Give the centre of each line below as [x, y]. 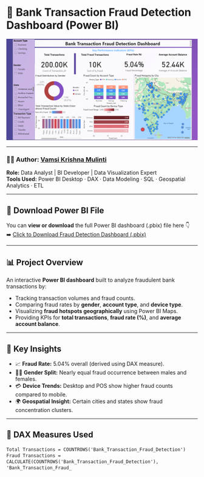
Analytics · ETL [25, 186]
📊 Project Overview [45, 262]
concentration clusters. [44, 410]
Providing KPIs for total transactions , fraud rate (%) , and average [98, 317]
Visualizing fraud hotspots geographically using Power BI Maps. [96, 311]
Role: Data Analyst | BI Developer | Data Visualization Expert [82, 173]
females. [26, 379]
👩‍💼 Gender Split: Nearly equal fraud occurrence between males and [101, 372]
